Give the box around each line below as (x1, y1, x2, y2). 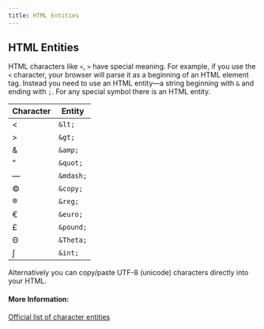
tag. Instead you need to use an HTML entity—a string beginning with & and (8, 78, 255, 88)
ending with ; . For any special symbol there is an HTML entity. (8, 87, 211, 96)
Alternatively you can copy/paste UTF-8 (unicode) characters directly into (8, 268, 249, 278)
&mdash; (58, 172, 88, 180)
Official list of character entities (8, 312, 111, 321)
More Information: (8, 294, 70, 304)
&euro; (58, 210, 83, 219)
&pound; (58, 223, 88, 232)
